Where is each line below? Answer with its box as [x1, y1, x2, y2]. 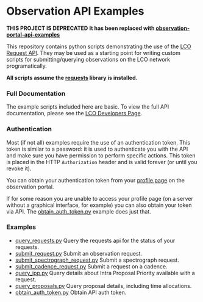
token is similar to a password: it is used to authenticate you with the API [6, 145, 188, 153]
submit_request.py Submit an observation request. [15, 250, 142, 257]
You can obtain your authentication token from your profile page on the [6, 176, 185, 184]
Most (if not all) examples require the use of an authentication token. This [6, 138, 191, 146]
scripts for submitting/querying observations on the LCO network [6, 56, 171, 63]
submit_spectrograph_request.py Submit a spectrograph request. [15, 256, 180, 264]
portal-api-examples [6, 31, 60, 38]
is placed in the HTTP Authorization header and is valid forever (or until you [6, 158, 198, 165]
